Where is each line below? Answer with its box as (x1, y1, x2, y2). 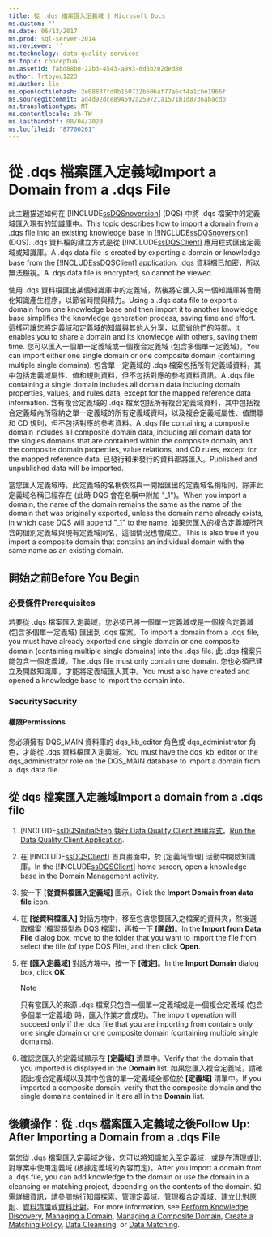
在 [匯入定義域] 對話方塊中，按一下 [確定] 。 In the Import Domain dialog (19, 958, 259, 968)
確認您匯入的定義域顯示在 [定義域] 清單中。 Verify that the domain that (19, 1053, 253, 1063)
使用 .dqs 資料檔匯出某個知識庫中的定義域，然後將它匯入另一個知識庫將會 (8, 285, 254, 295)
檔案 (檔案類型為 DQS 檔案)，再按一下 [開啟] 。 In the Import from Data (27, 923, 261, 934)
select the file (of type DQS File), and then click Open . (19, 941, 201, 951)
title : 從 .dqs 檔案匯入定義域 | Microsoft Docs (8, 11, 166, 20)
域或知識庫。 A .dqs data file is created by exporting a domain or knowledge (8, 247, 261, 257)
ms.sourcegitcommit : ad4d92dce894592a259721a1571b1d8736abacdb (8, 95, 227, 103)
